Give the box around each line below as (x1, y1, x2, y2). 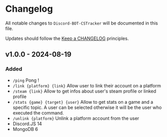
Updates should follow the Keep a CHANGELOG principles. (5, 35, 129, 41)
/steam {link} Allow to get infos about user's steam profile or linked (12, 88, 157, 94)
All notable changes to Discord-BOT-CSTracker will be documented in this (5, 20, 158, 26)
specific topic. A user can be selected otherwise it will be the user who (12, 104, 162, 110)
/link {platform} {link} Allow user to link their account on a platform (12, 82, 161, 88)
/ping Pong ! (12, 77, 39, 83)
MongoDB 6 (12, 126, 38, 132)
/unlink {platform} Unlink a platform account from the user (12, 115, 139, 121)
